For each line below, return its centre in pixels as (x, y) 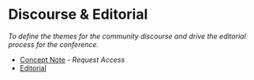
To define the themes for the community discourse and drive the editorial (127, 36)
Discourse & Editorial (78, 15)
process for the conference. (54, 44)
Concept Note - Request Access (72, 60)
